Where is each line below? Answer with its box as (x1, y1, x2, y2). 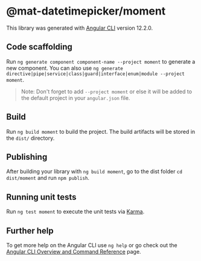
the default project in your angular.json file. (21, 94, 130, 101)
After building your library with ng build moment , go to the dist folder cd (6, 168, 183, 175)
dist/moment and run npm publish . (6, 174, 89, 182)
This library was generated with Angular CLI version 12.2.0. (6, 24, 153, 31)
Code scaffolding (6, 42, 72, 52)
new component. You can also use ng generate (6, 64, 124, 71)
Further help (6, 225, 54, 236)
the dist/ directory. (6, 134, 55, 142)
